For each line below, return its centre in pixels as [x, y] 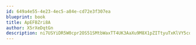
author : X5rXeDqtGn [30, 28]
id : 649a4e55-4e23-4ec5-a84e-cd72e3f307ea [58, 11]
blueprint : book [26, 17]
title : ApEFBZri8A [28, 22]
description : [22, 33]
